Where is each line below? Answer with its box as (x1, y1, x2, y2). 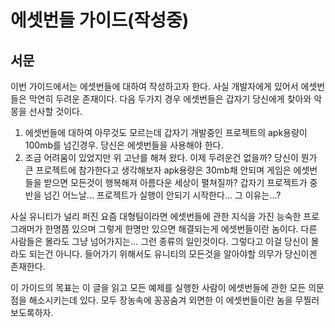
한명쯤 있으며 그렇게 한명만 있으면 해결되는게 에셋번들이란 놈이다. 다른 (44, 223, 318, 235)
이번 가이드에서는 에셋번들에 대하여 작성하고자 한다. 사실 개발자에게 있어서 (10, 81, 299, 92)
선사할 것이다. (28, 106, 83, 117)
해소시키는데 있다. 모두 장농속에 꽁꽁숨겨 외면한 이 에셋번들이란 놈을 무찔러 (28, 294, 320, 306)
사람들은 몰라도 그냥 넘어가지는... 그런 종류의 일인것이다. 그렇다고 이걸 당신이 (10, 236, 309, 247)
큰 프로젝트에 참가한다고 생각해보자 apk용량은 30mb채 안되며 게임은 (24, 164, 292, 176)
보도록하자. (10, 307, 54, 318)
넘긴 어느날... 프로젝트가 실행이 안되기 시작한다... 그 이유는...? (43, 189, 282, 201)
